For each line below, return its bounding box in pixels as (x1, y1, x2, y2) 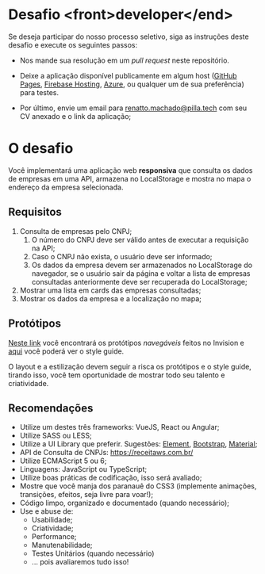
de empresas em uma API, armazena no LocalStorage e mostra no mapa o (8, 174, 252, 183)
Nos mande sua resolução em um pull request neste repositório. (19, 55, 230, 65)
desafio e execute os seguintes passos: (8, 40, 138, 49)
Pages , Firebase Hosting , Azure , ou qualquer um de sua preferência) (19, 79, 244, 89)
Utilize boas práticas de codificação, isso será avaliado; (19, 473, 202, 483)
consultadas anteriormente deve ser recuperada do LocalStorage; (31, 277, 248, 286)
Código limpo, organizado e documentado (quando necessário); (19, 498, 230, 508)
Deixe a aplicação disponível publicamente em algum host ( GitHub (19, 71, 237, 80)
